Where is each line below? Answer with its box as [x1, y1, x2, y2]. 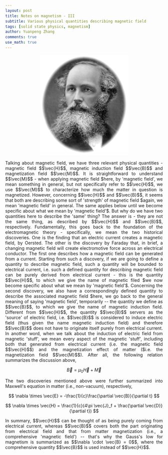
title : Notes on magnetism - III [5, 13, 75, 19]
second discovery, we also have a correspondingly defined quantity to [5, 287, 163, 293]
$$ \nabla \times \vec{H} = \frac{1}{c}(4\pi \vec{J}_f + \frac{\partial [5, 402, 144, 408]
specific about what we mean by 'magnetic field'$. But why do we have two [5, 208, 163, 214]
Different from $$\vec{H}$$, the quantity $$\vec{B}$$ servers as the [5, 309, 163, 315]
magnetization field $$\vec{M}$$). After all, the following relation [5, 352, 163, 358]
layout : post [5, 8, 32, 13]
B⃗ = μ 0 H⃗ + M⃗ [66, 367, 101, 374]
